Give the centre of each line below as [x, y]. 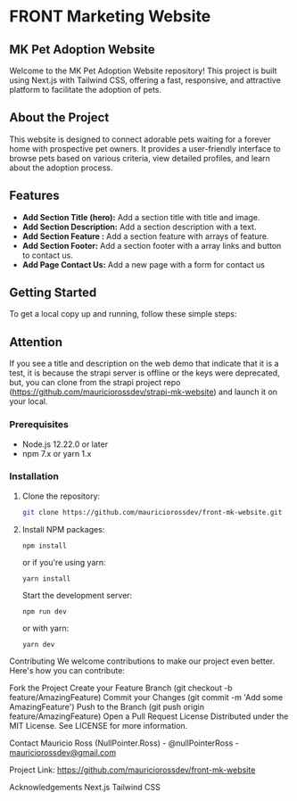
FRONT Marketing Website [110, 17]
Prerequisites [39, 425]
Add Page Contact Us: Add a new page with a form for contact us [144, 264]
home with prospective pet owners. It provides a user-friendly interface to [145, 148]
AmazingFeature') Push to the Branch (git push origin [107, 706]
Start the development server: [77, 595]
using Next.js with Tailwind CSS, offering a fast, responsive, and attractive [145, 80]
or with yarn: [45, 628]
